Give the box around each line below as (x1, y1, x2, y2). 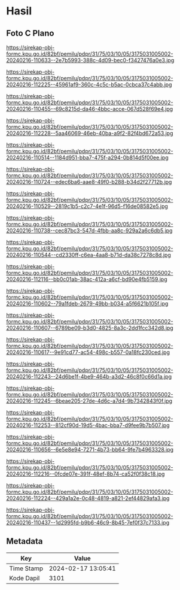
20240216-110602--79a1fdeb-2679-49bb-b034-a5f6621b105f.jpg (6, 300, 169, 307)
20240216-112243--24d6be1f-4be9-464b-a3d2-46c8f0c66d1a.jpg (6, 373, 172, 380)
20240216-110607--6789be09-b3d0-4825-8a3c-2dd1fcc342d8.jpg (6, 325, 173, 331)
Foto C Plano (6, 28, 54, 38)
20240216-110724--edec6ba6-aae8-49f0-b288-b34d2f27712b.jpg (6, 178, 172, 185)
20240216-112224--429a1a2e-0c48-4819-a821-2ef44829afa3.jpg (6, 495, 170, 501)
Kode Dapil (9, 574, 40, 582)
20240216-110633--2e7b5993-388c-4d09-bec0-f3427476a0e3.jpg (6, 57, 175, 63)
